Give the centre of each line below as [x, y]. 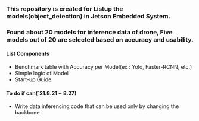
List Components [28, 54]
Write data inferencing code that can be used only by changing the [97, 106]
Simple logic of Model [41, 74]
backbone [27, 113]
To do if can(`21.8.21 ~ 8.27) [41, 93]
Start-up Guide [33, 79]
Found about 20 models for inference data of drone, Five [89, 32]
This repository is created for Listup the [65, 9]
